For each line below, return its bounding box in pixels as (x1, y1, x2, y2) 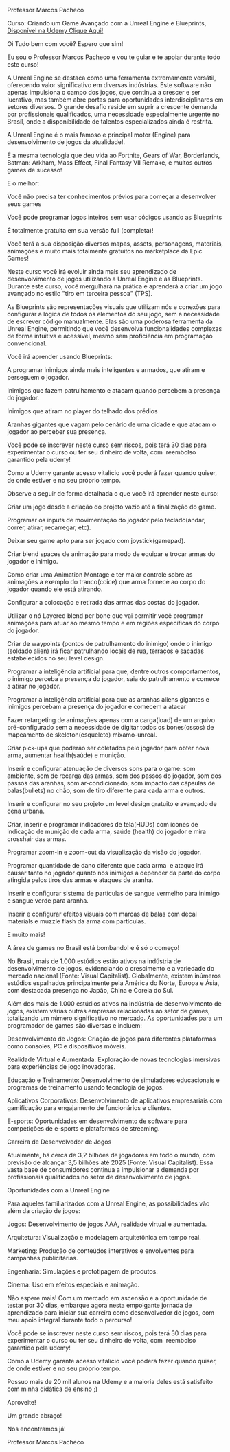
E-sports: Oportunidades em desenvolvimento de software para (7, 1117, 187, 1125)
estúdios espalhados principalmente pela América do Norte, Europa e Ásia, (7, 979, 220, 987)
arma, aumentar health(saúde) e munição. (7, 751, 126, 759)
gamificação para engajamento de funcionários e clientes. (7, 1104, 172, 1111)
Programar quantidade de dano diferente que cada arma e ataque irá (7, 862, 204, 869)
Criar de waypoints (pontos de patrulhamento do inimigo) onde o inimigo (7, 640, 213, 647)
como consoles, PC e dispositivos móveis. (7, 1042, 126, 1050)
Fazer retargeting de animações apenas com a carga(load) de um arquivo (7, 716, 215, 724)
